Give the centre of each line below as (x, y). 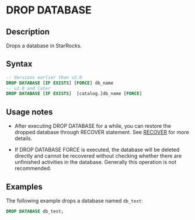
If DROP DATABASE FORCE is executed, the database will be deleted (97, 150)
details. (23, 138)
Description (28, 32)
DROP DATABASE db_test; (35, 211)
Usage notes (29, 112)
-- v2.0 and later (28, 88)
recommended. (33, 168)
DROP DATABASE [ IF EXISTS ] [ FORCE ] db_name (60, 83)
